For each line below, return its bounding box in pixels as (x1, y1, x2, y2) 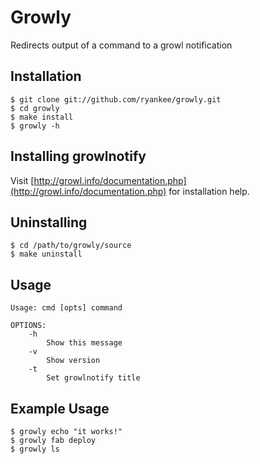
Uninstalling (10, 214, 88, 231)
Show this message (46, 338, 123, 348)
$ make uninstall (10, 249, 83, 260)
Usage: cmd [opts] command (10, 303, 123, 313)
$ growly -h (10, 121, 60, 131)
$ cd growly (10, 103, 60, 113)
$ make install (10, 112, 74, 122)
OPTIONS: (10, 321, 47, 331)
